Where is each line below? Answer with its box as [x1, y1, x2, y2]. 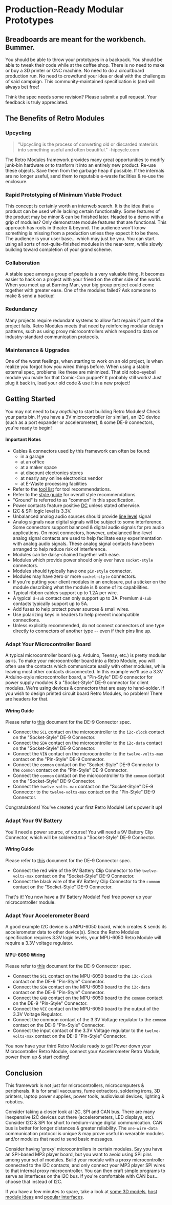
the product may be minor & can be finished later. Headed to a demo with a [5, 213, 164, 220]
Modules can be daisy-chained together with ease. [12, 551, 120, 557]
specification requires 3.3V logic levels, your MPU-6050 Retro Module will [5, 935, 161, 941]
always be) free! [5, 84, 39, 90]
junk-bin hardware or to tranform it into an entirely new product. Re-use [5, 162, 156, 168]
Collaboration [5, 259, 40, 266]
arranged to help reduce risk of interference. [12, 546, 107, 552]
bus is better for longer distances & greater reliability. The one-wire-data [5, 1125, 158, 1131]
